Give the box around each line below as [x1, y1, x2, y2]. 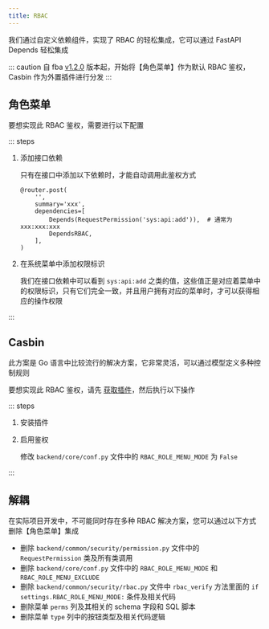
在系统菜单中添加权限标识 [19, 259, 105, 269]
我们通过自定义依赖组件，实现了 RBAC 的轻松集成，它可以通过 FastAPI [8, 35, 242, 44]
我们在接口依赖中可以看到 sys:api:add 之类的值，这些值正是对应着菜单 [19, 276, 255, 286]
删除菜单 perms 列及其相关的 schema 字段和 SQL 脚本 [19, 602, 196, 611]
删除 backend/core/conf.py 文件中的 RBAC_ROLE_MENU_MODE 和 [19, 563, 218, 573]
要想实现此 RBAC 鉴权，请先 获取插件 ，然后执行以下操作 [8, 385, 195, 394]
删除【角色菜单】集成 [8, 526, 79, 536]
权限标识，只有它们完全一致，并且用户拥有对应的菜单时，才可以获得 [26, 286, 253, 296]
